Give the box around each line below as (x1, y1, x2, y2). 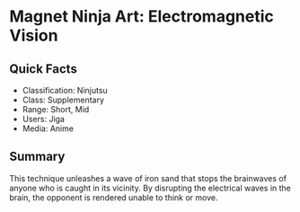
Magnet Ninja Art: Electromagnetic (9, 6, 274, 27)
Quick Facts (9, 61, 78, 76)
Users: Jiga (22, 114, 66, 124)
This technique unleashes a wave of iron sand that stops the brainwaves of (9, 172, 287, 183)
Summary (9, 149, 66, 164)
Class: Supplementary (22, 94, 105, 105)
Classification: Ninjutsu (22, 85, 108, 95)
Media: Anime (22, 123, 75, 134)
